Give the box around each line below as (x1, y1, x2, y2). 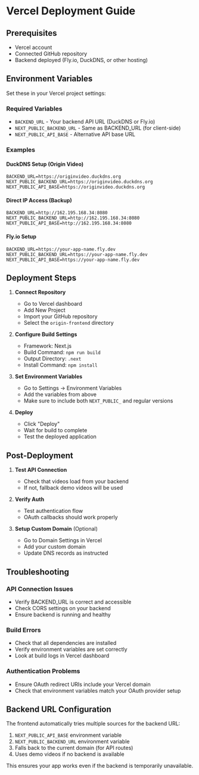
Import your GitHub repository (23, 313, 98, 320)
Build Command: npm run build (23, 349, 101, 356)
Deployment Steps (6, 273, 76, 283)
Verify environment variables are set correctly (14, 646, 128, 653)
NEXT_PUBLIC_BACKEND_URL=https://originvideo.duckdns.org (6, 179, 153, 185)
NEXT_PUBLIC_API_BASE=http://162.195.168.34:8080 (6, 220, 132, 226)
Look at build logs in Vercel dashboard (14, 652, 110, 659)
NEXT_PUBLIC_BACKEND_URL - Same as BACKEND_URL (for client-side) (14, 124, 181, 132)
